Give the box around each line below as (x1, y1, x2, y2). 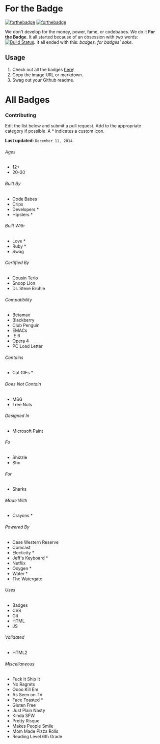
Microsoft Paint (12, 428, 43, 434)
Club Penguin (12, 323, 40, 328)
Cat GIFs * (12, 370, 33, 376)
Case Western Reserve (12, 539, 59, 545)
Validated (5, 634, 25, 640)
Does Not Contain (5, 381, 41, 387)
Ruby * (12, 243, 27, 249)
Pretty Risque (12, 718, 40, 724)
